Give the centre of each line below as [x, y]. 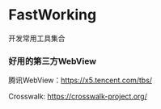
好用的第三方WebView [53, 61]
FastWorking [53, 15]
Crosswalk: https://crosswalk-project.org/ [78, 96]
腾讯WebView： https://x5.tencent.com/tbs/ [80, 80]
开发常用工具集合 [37, 38]
